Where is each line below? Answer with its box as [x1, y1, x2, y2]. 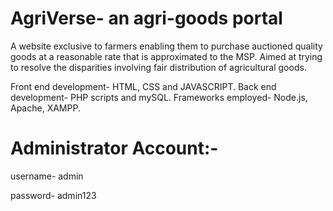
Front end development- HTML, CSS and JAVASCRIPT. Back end [10, 80, 277, 92]
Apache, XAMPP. [10, 102, 81, 114]
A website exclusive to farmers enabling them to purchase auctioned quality [10, 40, 323, 52]
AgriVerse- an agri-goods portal [10, 7, 283, 30]
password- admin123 [10, 189, 97, 201]
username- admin [10, 170, 84, 182]
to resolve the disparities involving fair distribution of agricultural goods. [10, 61, 307, 73]
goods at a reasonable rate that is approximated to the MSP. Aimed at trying [10, 50, 323, 62]
